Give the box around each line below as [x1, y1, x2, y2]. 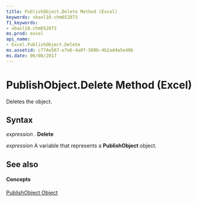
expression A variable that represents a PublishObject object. [6, 142, 157, 149]
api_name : [6, 36, 31, 42]
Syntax [6, 115, 33, 125]
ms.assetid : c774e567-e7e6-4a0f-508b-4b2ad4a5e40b [6, 47, 134, 53]
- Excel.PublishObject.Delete [6, 42, 81, 48]
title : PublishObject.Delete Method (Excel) [6, 8, 118, 15]
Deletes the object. [6, 98, 52, 105]
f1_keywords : [6, 20, 38, 25]
